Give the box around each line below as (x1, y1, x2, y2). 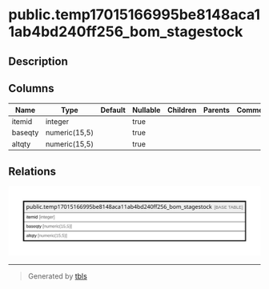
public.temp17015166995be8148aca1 (8, 6, 261, 24)
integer (45, 117, 70, 126)
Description (8, 54, 68, 68)
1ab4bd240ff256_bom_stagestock (8, 22, 243, 41)
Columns (8, 82, 54, 95)
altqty (11, 138, 31, 149)
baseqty (11, 128, 39, 138)
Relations (8, 164, 57, 178)
